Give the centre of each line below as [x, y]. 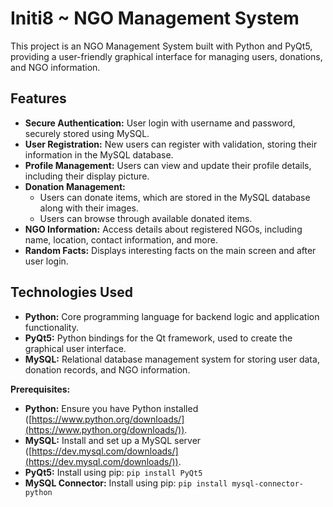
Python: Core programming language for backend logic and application [172, 316]
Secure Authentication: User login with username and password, [160, 123]
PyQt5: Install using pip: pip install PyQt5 [113, 472]
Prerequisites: [40, 389]
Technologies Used [71, 292]
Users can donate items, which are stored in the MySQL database [175, 197]
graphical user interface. [75, 348]
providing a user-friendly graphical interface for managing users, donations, [166, 56]
